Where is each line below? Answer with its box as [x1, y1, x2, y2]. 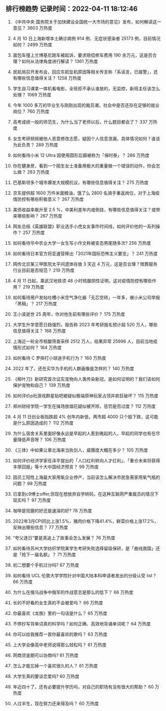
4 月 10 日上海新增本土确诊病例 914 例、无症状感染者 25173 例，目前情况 [12, 35, 161, 41]
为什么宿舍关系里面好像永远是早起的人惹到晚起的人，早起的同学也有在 [12, 430, 156, 436]
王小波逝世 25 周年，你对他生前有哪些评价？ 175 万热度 [12, 311, 125, 317]
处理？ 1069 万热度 [12, 91, 51, 97]
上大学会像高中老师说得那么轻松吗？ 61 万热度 [12, 642, 107, 648]
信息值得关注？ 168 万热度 [12, 328, 66, 334]
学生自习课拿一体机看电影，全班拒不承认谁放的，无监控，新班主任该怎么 [12, 86, 160, 91]
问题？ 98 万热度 [12, 480, 47, 486]
